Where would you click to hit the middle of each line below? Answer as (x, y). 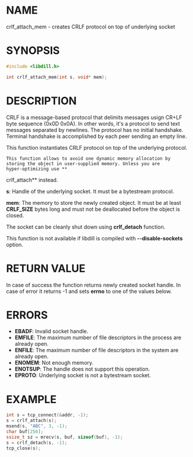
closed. (15, 215)
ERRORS (27, 315)
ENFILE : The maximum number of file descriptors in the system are (96, 350)
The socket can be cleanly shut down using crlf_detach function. (86, 227)
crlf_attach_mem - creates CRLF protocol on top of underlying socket (91, 27)
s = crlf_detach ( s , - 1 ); (37, 442)
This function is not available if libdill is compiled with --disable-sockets (94, 238)
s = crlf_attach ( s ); (32, 421)
